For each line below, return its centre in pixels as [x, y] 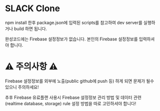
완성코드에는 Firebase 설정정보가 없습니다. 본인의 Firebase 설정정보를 [72, 39]
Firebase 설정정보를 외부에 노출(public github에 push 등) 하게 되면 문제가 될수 [80, 81]
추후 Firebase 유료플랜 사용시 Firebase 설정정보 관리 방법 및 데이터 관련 [73, 97]
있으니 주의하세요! [22, 87]
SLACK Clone [32, 9]
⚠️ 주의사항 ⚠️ [32, 67]
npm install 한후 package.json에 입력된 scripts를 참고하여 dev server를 [74, 22]
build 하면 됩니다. [31, 28]
